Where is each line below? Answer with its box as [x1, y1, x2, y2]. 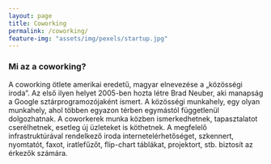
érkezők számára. [8, 148, 68, 158]
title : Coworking [8, 19, 67, 27]
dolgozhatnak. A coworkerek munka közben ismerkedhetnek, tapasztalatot [8, 114, 258, 124]
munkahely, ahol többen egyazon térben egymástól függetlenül [8, 105, 220, 115]
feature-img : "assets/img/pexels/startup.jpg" [8, 34, 168, 43]
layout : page [8, 11, 53, 20]
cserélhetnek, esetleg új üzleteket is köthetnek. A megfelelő [8, 122, 208, 132]
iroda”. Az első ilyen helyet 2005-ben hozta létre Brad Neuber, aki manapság [8, 88, 264, 98]
